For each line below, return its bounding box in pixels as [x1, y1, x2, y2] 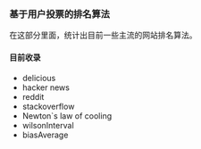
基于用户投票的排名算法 [9, 7, 110, 20]
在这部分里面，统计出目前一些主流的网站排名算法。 [9, 29, 197, 41]
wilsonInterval [21, 120, 74, 130]
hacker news [21, 82, 70, 93]
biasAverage [21, 129, 69, 140]
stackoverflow [21, 101, 75, 112]
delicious [21, 72, 56, 83]
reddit [21, 91, 45, 102]
